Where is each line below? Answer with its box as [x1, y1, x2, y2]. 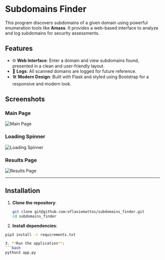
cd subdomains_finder [12, 214, 56, 219]
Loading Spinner [5, 133, 46, 140]
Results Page [5, 156, 37, 163]
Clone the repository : [12, 200, 57, 205]
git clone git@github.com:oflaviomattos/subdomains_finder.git [12, 209, 145, 214]
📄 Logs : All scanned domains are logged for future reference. [12, 68, 137, 74]
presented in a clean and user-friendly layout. [12, 63, 105, 69]
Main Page [5, 110, 31, 116]
